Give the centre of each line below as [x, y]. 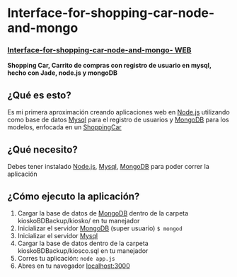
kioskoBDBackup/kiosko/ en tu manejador [79, 220]
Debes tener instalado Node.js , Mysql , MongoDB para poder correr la [109, 167]
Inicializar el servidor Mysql [57, 235]
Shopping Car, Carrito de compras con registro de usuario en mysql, [109, 66]
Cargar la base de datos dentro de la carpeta [83, 243]
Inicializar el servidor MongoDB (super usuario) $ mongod [100, 228]
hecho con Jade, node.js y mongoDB [63, 73]
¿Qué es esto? [40, 95]
